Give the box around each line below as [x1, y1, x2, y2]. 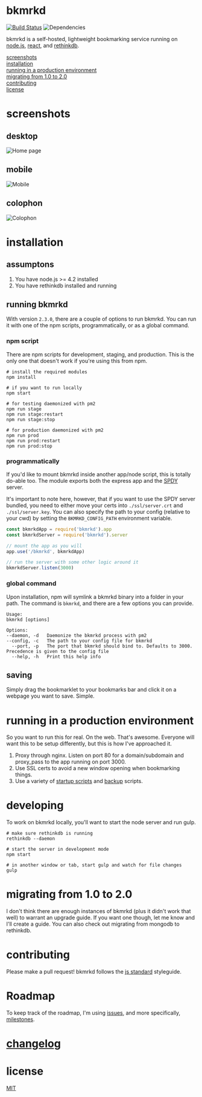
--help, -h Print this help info [11, 653, 101, 660]
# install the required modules [6, 368, 87, 375]
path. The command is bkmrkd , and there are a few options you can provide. [6, 600, 194, 607]
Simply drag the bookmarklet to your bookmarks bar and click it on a [6, 686, 177, 693]
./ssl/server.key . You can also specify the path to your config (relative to [6, 508, 191, 515]
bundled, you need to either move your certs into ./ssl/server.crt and [6, 502, 183, 509]
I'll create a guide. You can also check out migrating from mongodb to [6, 920, 180, 928]
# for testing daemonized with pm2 [6, 401, 96, 407]
